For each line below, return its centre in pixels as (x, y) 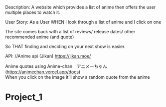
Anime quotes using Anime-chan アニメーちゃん (56, 66)
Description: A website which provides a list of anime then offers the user (81, 7)
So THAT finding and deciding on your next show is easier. (65, 46)
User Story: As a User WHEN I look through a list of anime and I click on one (83, 22)
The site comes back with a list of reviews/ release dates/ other (70, 31)
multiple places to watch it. (33, 12)
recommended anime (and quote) (40, 37)
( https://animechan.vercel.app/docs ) (43, 72)
